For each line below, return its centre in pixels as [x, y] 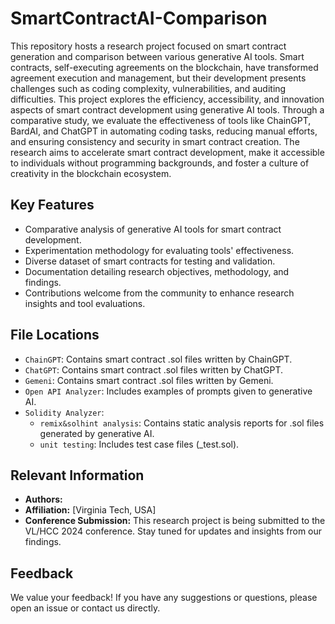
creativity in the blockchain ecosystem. [91, 173]
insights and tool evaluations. [85, 303]
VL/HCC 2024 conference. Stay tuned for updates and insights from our [173, 531]
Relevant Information [77, 475]
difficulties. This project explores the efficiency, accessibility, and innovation [167, 99]
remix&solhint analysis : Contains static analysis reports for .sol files [182, 423]
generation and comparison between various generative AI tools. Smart [157, 56]
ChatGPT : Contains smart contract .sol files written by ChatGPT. [153, 369]
